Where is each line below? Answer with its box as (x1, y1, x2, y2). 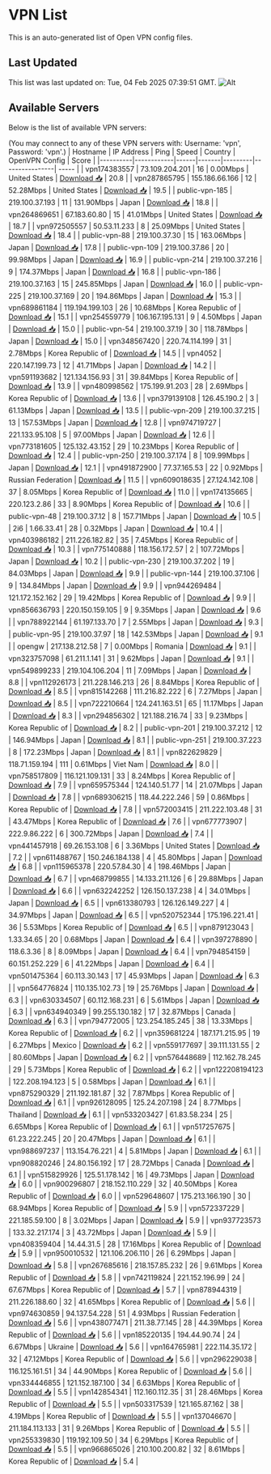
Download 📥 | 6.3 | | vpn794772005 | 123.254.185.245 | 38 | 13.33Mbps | (8, 1016, 253, 1025)
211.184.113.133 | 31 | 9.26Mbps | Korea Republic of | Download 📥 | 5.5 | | (8, 1423, 250, 1433)
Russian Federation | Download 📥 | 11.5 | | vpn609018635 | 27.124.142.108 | (8, 475, 259, 484)
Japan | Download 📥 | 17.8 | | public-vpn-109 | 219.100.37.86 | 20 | (8, 242, 229, 252)
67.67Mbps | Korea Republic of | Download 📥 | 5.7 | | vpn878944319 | (8, 1284, 242, 1294)
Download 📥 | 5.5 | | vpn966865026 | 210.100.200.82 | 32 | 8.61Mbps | (8, 1444, 245, 1454)
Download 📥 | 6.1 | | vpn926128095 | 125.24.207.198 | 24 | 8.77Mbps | (8, 1097, 241, 1107)
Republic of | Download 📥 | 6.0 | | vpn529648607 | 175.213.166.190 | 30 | (8, 1191, 251, 1200)
